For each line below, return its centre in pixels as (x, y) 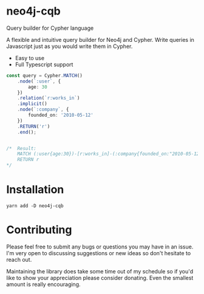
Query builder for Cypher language (50, 28)
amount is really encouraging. (43, 284)
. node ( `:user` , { (39, 81)
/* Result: (21, 148)
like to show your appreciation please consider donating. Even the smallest (100, 278)
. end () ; (27, 132)
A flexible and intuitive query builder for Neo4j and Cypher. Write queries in (100, 39)
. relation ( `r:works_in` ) (49, 98)
